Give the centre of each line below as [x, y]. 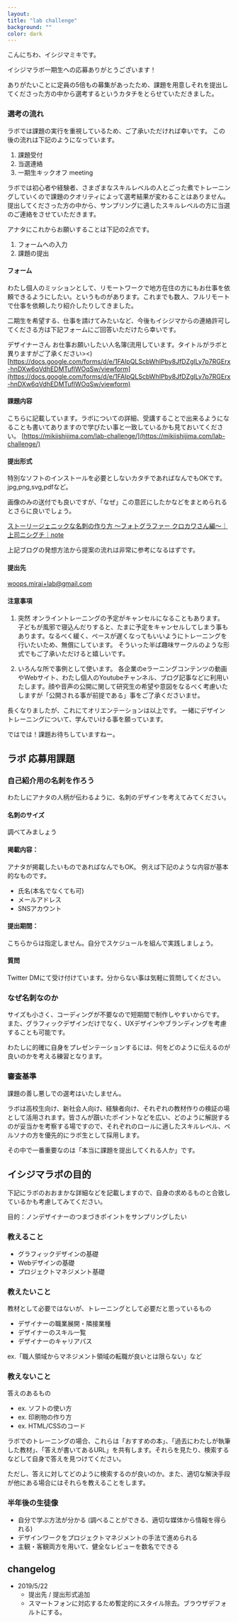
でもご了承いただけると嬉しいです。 [76, 653]
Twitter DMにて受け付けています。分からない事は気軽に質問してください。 [116, 978]
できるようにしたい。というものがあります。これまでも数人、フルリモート [121, 297]
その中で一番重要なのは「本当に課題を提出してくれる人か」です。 [103, 1150]
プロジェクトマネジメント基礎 [61, 1271]
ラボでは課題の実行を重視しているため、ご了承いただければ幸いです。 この [116, 131]
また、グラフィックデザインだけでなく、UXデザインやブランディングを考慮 [117, 1024]
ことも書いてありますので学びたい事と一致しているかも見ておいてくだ [115, 427]
